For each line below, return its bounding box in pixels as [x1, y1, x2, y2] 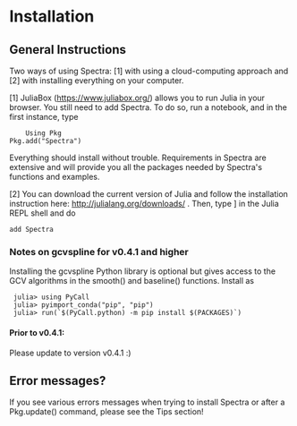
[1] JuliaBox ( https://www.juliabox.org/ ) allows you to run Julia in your [9, 92, 266, 103]
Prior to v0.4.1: [9, 327, 65, 337]
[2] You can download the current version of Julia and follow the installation [9, 189, 289, 199]
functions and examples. [9, 172, 100, 182]
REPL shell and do [9, 208, 76, 218]
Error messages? [9, 373, 106, 388]
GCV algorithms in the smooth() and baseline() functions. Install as [9, 276, 255, 286]
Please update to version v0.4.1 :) [9, 347, 132, 358]
